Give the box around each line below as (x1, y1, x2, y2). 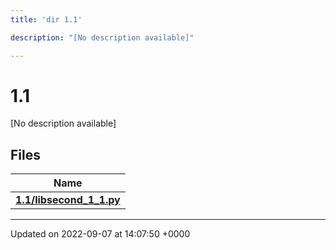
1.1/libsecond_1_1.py (15, 193, 121, 207)
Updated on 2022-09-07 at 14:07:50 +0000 (10, 228, 191, 240)
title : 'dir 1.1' (10, 14, 83, 25)
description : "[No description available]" (10, 32, 195, 43)
